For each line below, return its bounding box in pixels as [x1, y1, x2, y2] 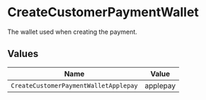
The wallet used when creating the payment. [7, 27, 138, 36]
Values [7, 48, 39, 60]
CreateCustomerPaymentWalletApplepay [11, 82, 138, 89]
